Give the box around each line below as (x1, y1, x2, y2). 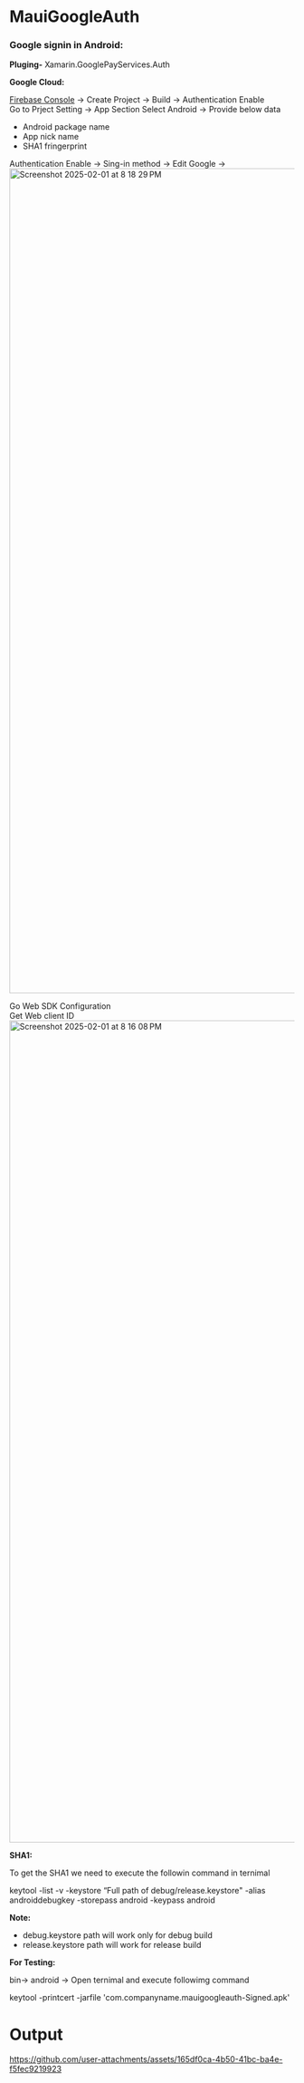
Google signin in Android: (9, 39, 124, 52)
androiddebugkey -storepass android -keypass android (9, 1894, 215, 1905)
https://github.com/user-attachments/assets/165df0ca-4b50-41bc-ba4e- (9, 2054, 283, 2065)
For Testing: (9, 1957, 56, 1968)
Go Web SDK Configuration (9, 1001, 111, 1012)
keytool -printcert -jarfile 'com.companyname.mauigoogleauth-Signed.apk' (9, 1992, 290, 2003)
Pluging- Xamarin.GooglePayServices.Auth (9, 59, 170, 70)
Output (9, 2024, 63, 2045)
